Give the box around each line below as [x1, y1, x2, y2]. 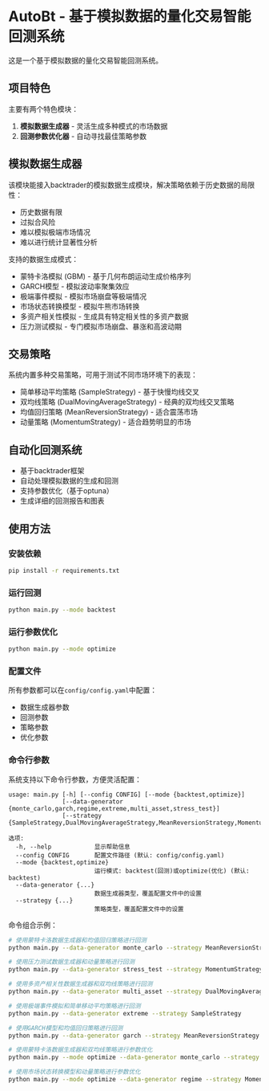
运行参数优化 [8, 626, 58, 637]
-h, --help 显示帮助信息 [15, 843, 130, 851]
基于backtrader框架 [19, 466, 85, 476]
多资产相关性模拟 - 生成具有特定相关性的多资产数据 [19, 311, 190, 321]
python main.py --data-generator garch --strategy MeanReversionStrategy [8, 1032, 260, 1040]
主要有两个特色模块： [8, 104, 78, 113]
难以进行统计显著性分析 [19, 237, 98, 247]
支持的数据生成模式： [8, 254, 78, 264]
